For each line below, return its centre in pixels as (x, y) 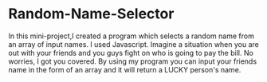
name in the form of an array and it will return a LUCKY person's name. (125, 69)
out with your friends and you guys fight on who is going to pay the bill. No (131, 53)
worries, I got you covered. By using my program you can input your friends (133, 61)
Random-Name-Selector (91, 14)
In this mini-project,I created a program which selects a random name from (132, 36)
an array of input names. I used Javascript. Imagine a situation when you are (133, 44)
